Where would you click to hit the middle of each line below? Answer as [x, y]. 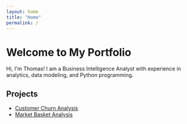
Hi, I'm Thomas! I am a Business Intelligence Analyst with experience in [93, 69]
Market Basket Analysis [44, 114]
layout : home [22, 12]
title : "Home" [24, 17]
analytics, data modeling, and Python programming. [70, 75]
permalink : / [22, 23]
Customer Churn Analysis [46, 108]
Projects [22, 94]
